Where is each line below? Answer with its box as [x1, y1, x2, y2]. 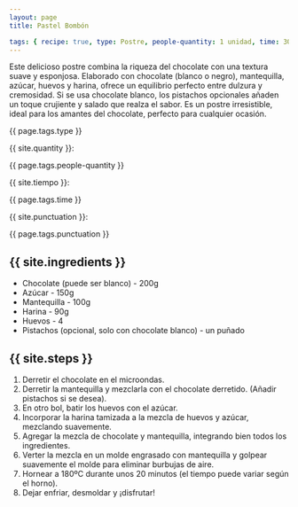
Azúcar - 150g [21, 287, 74, 298]
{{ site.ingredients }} [9, 254, 127, 269]
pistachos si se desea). [21, 394, 107, 403]
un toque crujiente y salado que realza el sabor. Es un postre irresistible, [9, 99, 273, 110]
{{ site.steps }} [9, 351, 93, 366]
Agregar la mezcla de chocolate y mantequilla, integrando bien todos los [21, 431, 287, 441]
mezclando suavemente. [21, 422, 113, 432]
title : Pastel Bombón [9, 21, 90, 30]
